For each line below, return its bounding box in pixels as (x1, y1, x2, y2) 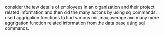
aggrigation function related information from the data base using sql (5, 20, 145, 26)
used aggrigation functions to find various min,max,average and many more (5, 15, 159, 20)
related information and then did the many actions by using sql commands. (5, 9, 157, 15)
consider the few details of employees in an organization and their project (5, 4, 155, 10)
